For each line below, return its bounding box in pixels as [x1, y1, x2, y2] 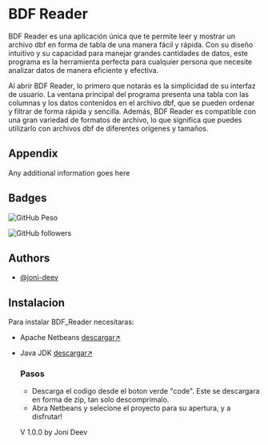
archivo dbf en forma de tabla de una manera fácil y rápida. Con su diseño [8, 39, 254, 49]
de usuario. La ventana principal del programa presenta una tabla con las [8, 89, 250, 99]
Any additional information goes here [8, 168, 130, 177]
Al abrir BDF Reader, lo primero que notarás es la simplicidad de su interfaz [8, 81, 256, 91]
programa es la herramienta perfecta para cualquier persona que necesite [8, 57, 253, 67]
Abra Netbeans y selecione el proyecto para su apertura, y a [31, 403, 231, 413]
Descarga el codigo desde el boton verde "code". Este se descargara [31, 386, 260, 396]
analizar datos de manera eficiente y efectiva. [8, 65, 159, 75]
